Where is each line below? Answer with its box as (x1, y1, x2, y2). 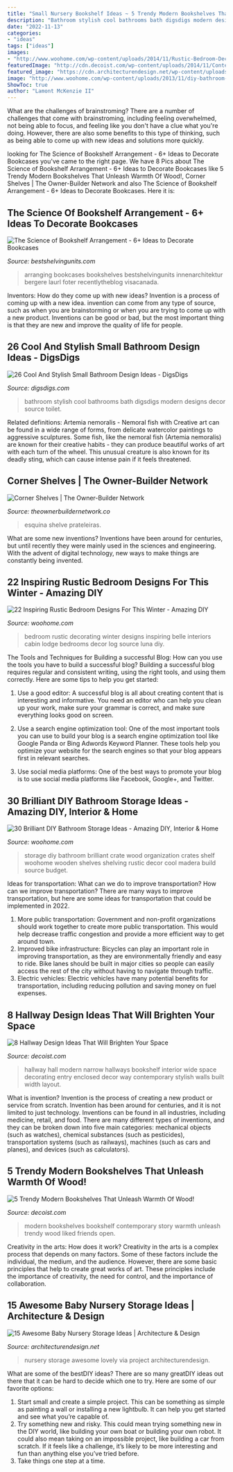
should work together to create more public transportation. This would (17, 922, 218, 931)
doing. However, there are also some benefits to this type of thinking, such (7, 129, 221, 138)
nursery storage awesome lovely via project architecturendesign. (24, 1356, 210, 1364)
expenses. (17, 989, 47, 997)
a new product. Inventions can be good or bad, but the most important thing (7, 313, 224, 322)
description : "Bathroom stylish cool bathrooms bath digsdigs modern (7, 17, 213, 24)
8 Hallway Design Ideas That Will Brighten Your (7, 1009, 215, 1021)
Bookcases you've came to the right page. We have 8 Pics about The (7, 157, 205, 165)
